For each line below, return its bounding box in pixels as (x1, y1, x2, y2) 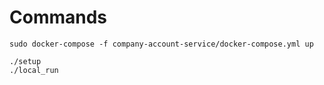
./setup (9, 56, 42, 66)
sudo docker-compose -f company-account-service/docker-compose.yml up (9, 39, 314, 49)
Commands (9, 6, 108, 29)
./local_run (9, 65, 59, 75)
